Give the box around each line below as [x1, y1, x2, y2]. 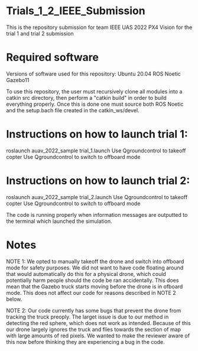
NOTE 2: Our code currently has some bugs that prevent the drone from [6, 307, 181, 314]
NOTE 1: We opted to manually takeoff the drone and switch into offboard [6, 258, 184, 265]
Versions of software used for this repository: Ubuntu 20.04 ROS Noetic [6, 70, 181, 77]
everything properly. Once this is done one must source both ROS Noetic [6, 100, 184, 108]
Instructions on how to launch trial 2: [6, 174, 190, 187]
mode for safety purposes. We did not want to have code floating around [6, 264, 184, 271]
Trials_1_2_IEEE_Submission [6, 4, 146, 18]
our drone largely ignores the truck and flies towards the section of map [6, 326, 181, 333]
